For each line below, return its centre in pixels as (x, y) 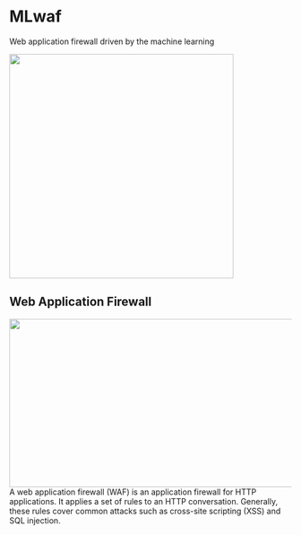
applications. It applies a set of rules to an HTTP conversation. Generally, (144, 501)
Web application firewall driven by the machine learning (112, 41)
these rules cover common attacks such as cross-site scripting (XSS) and (145, 511)
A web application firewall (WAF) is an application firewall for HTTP (133, 492)
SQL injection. (35, 520)
